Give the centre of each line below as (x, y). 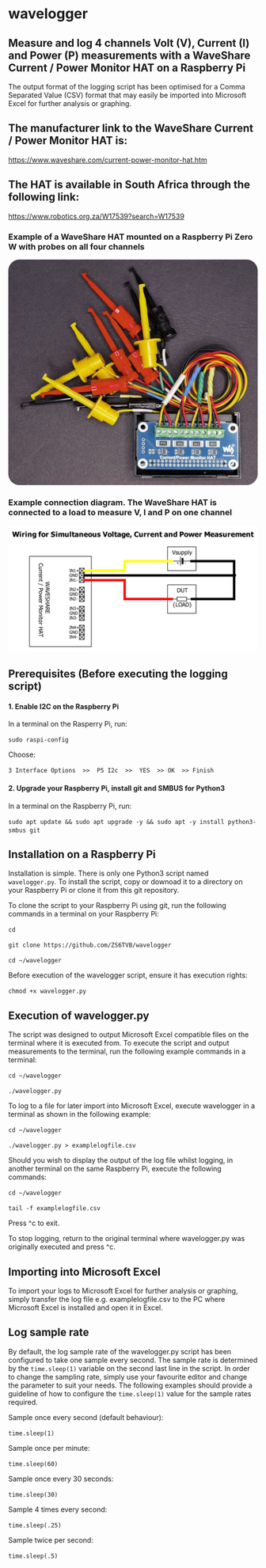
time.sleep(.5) (33, 1556)
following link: (44, 197)
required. (23, 1402)
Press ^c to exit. (34, 1223)
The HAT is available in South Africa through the (129, 185)
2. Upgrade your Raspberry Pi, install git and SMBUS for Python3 (117, 788)
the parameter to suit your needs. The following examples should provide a (131, 1385)
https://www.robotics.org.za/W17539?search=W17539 (96, 216)
